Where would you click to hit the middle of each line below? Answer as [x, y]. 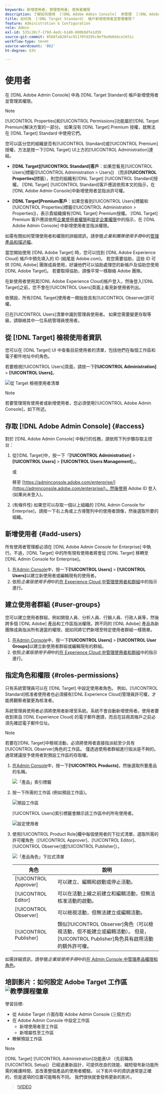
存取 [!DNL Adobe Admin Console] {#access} [75, 426]
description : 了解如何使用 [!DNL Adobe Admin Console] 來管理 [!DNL [76, 14]
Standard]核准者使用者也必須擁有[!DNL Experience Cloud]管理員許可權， [79, 694]
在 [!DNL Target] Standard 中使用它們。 [45, 133]
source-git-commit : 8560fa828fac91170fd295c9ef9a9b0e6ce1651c [70, 37]
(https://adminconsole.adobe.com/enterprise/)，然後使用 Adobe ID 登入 [84, 489]
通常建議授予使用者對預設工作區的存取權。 [48, 755]
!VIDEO [24, 1087]
